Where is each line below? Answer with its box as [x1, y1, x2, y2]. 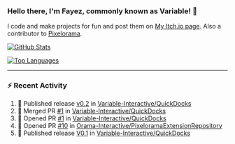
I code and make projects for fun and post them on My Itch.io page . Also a [7, 22, 222, 31]
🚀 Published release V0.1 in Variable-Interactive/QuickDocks [17, 129, 191, 137]
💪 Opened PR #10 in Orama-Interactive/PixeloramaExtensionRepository [17, 121, 222, 129]
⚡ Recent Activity [7, 81, 68, 90]
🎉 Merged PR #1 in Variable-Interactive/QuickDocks [17, 106, 166, 115]
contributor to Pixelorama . [7, 29, 83, 38]
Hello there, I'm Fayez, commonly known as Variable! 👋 [7, 6, 198, 16]
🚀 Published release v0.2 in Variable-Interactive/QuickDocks [17, 99, 192, 107]
